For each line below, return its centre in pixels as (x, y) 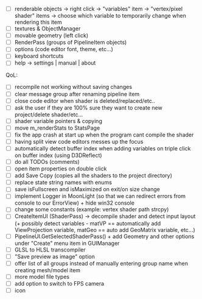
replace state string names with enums (63, 183)
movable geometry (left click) (51, 35)
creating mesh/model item (47, 270)
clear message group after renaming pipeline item (77, 94)
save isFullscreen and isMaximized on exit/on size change (87, 189)
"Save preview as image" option (55, 256)
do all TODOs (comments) (47, 162)
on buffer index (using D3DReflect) (58, 155)
